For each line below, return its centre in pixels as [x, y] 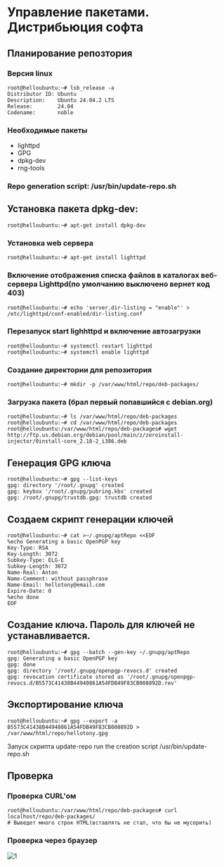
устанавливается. [49, 636]
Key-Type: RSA [28, 548]
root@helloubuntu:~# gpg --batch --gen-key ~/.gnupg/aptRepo [99, 652]
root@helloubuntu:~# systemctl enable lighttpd [78, 352]
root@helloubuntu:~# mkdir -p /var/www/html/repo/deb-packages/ [103, 385]
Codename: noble [40, 112]
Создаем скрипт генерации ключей [91, 519]
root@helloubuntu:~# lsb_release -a [61, 88]
